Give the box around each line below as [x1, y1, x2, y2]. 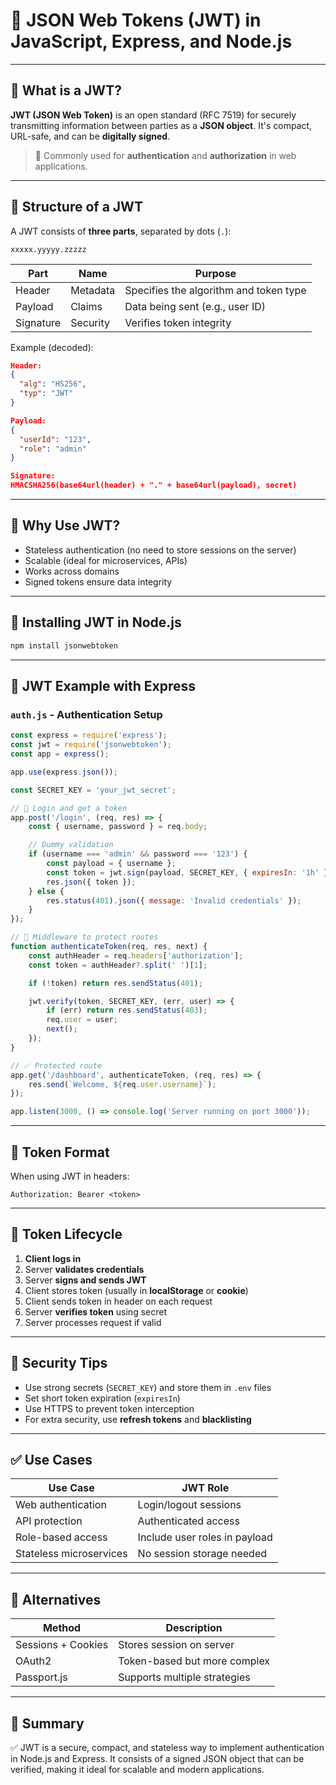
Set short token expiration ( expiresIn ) [24, 1392, 181, 1404]
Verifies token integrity [124, 315, 232, 329]
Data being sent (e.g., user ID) [124, 299, 266, 313]
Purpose [194, 266, 237, 280]
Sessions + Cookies [15, 1638, 109, 1652]
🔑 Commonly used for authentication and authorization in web [34, 149, 297, 161]
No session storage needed [137, 1547, 267, 1561]
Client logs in [24, 1252, 82, 1264]
